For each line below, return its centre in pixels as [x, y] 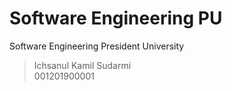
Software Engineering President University [97, 46]
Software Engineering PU [116, 18]
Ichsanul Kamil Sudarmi [82, 65]
